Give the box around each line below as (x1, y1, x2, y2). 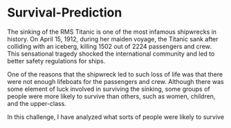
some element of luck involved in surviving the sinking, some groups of (7, 85, 210, 93)
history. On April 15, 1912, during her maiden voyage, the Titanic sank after (7, 34, 219, 43)
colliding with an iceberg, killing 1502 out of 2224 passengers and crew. (7, 42, 212, 50)
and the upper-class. (7, 99, 67, 107)
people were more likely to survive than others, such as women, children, (7, 92, 216, 100)
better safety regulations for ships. (7, 56, 106, 65)
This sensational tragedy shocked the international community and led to (7, 50, 215, 58)
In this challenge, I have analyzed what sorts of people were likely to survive (7, 112, 225, 121)
